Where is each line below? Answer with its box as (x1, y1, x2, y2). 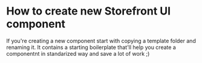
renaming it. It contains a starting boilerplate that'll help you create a (6, 44, 177, 51)
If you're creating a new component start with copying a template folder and (6, 37, 197, 44)
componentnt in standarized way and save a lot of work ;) (6, 50, 150, 57)
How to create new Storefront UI (6, 4, 171, 18)
